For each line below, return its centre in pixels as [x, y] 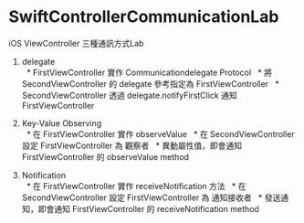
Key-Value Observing [62, 123]
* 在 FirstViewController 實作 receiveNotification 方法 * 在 [136, 186]
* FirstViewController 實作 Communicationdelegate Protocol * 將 [149, 72]
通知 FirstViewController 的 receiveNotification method [156, 208]
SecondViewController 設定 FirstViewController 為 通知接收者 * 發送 [151, 197]
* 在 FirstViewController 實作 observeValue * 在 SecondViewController [161, 133]
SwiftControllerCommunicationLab [144, 17]
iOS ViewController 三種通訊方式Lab [76, 43]
